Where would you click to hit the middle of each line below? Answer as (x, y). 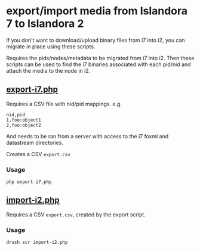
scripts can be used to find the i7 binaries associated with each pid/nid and (99, 64)
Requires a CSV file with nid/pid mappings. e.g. (64, 104)
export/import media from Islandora (97, 11)
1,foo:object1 (24, 120)
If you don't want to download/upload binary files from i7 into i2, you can (96, 40)
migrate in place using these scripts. (51, 47)
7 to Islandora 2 (45, 24)
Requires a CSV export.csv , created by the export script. (76, 214)
